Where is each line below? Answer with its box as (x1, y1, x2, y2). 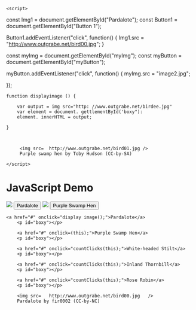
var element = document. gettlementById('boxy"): (17, 109, 143, 115)
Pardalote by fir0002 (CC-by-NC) (17, 298, 100, 304)
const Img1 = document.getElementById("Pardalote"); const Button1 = (6, 16, 178, 23)
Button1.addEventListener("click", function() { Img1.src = (6, 34, 145, 41)
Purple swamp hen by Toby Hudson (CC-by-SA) (19, 151, 133, 157)
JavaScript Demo (6, 181, 94, 194)
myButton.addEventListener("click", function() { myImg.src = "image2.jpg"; (6, 70, 191, 77)
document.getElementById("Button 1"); (6, 23, 102, 29)
